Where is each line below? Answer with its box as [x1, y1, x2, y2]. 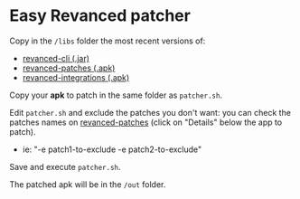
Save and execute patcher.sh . [9, 161, 121, 172]
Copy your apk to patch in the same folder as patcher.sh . [9, 90, 223, 100]
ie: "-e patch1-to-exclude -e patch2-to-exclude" [22, 144, 202, 155]
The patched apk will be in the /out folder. [9, 178, 166, 190]
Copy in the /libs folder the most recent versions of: [9, 35, 206, 46]
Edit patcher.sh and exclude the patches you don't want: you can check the [9, 107, 292, 118]
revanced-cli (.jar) [22, 52, 90, 63]
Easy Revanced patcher [9, 5, 192, 26]
